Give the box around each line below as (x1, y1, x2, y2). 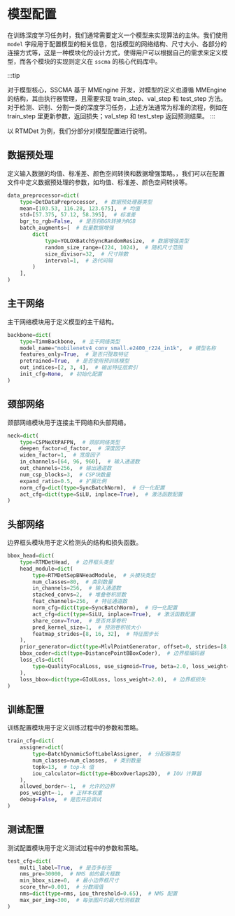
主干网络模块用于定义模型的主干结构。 (7, 317, 117, 326)
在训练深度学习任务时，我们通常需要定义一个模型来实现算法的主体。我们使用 (7, 31, 228, 39)
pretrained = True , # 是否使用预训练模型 (20, 358, 129, 365)
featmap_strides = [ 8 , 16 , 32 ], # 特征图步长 (32, 630, 159, 637)
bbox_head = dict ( (7, 553, 55, 560)
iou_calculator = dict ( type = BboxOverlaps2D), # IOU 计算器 (32, 770, 201, 777)
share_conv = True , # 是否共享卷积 (32, 617, 127, 624)
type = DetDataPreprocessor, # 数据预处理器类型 (20, 198, 152, 205)
